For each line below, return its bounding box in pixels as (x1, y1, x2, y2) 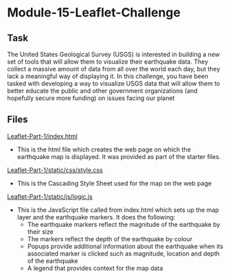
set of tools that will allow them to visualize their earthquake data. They (7, 58, 209, 66)
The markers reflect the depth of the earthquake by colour (27, 234, 193, 243)
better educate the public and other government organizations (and (7, 87, 198, 95)
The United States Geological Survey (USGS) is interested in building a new (7, 50, 220, 58)
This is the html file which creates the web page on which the (16, 145, 191, 154)
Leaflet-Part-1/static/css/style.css (7, 166, 103, 174)
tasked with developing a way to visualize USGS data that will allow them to (7, 80, 220, 87)
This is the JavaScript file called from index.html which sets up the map (16, 206, 220, 214)
